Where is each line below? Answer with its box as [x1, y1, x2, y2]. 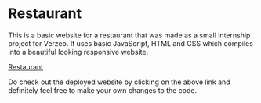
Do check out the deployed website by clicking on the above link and [8, 77, 230, 87]
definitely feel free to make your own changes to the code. [8, 85, 198, 94]
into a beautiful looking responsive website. [8, 47, 149, 56]
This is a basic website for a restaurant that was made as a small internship [8, 30, 251, 40]
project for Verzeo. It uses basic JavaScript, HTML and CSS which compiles [8, 38, 253, 48]
